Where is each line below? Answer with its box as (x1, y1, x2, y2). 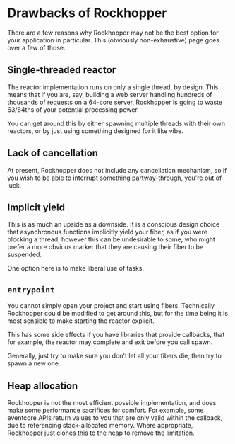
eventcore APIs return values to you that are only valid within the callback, (7, 414, 223, 422)
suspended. (7, 250, 42, 259)
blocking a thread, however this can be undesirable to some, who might (7, 235, 215, 244)
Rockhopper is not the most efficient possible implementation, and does (7, 399, 217, 406)
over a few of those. (7, 43, 66, 52)
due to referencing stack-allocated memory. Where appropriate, (7, 421, 193, 429)
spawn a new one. (7, 359, 61, 368)
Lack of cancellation (7, 147, 99, 159)
